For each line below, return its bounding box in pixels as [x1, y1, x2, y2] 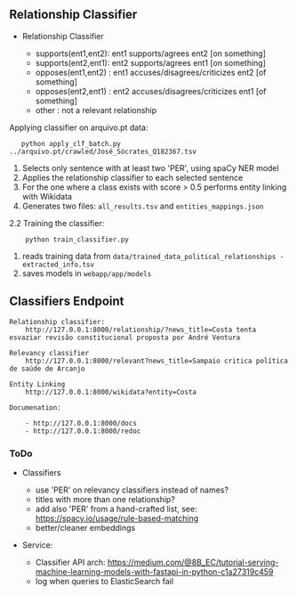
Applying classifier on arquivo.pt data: [9, 122, 148, 133]
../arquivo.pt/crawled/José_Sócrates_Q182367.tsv [9, 147, 197, 156]
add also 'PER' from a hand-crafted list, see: [35, 503, 197, 514]
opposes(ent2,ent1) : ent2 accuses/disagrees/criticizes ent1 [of [35, 86, 267, 96]
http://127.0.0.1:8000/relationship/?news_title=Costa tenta [25, 325, 256, 334]
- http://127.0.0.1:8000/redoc [25, 427, 141, 436]
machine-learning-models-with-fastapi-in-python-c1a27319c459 [35, 566, 274, 577]
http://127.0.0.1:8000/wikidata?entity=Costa [25, 387, 197, 396]
